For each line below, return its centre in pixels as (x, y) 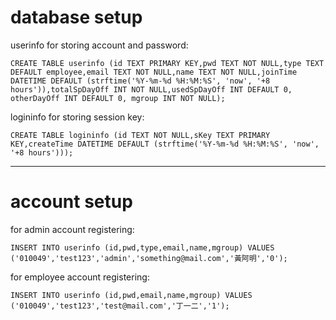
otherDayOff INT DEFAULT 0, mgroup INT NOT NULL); (118, 98)
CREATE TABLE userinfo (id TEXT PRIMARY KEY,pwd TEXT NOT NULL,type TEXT (167, 63)
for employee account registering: (80, 277)
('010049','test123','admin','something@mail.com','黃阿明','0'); (149, 258)
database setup (76, 17)
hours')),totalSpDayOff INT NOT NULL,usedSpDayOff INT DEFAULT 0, (151, 89)
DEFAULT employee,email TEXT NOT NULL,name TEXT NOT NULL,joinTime (154, 72)
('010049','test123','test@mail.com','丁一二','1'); (120, 306)
